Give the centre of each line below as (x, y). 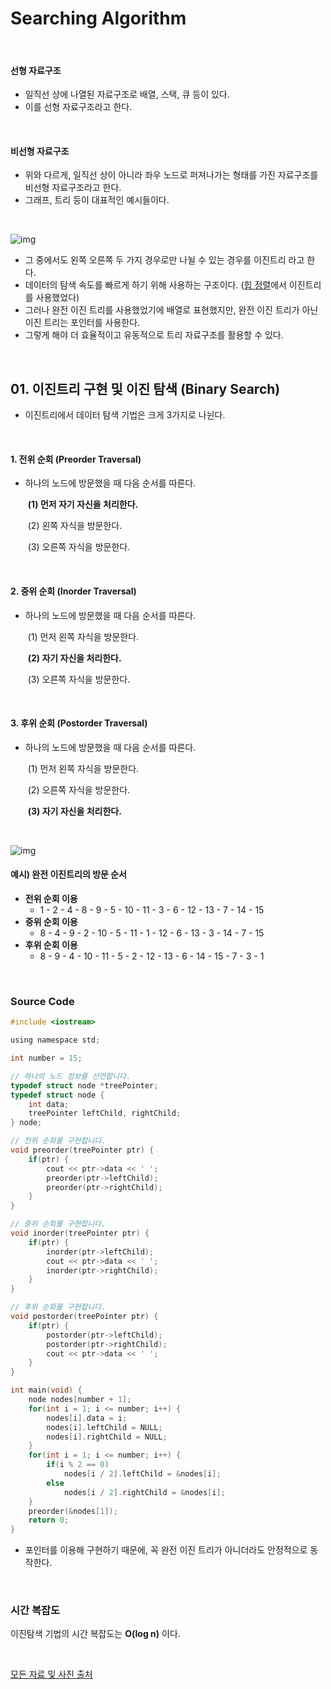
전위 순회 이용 (51, 898)
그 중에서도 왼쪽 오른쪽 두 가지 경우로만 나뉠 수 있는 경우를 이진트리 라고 (164, 260)
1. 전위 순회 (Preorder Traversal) (76, 459)
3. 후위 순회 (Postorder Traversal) (79, 723)
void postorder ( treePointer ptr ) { (84, 1317)
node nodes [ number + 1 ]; (80, 1400)
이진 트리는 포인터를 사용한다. (82, 323)
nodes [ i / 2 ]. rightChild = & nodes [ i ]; (144, 1492)
